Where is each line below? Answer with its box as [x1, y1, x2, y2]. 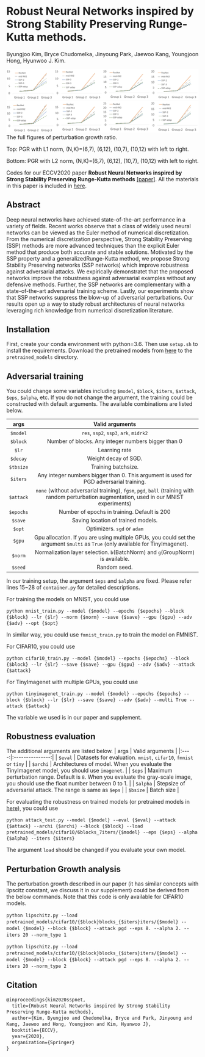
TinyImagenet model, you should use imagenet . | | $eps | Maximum [6, 767, 173, 774]
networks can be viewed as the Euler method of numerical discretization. [6, 229, 190, 236]
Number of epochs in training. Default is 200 [59, 508, 171, 515]
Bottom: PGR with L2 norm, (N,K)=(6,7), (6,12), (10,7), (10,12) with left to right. [6, 157, 199, 164]
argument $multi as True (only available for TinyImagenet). [41, 540, 189, 547]
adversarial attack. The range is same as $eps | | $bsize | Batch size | [6, 786, 179, 794]
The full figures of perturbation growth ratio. [6, 133, 118, 141]
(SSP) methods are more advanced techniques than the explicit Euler [6, 242, 180, 249]
